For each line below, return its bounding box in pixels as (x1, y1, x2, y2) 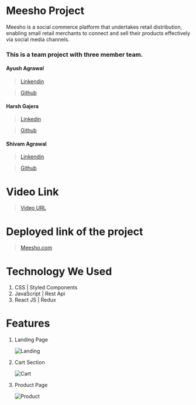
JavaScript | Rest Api (14, 290, 66, 297)
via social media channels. (6, 36, 70, 43)
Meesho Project (6, 4, 85, 18)
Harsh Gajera (6, 102, 39, 109)
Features (6, 317, 50, 330)
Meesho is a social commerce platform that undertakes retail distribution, (6, 23, 183, 30)
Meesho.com (20, 244, 53, 251)
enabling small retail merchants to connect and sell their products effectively (6, 29, 191, 36)
